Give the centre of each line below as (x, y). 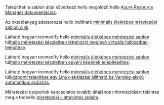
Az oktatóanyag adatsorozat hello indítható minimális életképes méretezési (81, 22)
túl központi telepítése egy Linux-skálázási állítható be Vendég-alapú (75, 77)
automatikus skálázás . (28, 82)
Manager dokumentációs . (31, 12)
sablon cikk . (17, 27)
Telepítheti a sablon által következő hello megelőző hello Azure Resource (79, 7)
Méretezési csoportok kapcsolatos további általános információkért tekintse (82, 92)
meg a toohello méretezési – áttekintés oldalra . (53, 97)
